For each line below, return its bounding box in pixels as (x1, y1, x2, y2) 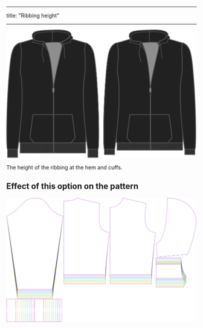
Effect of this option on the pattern (6, 181, 139, 192)
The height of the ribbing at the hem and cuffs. (6, 163, 123, 171)
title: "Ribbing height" (6, 12, 60, 19)
